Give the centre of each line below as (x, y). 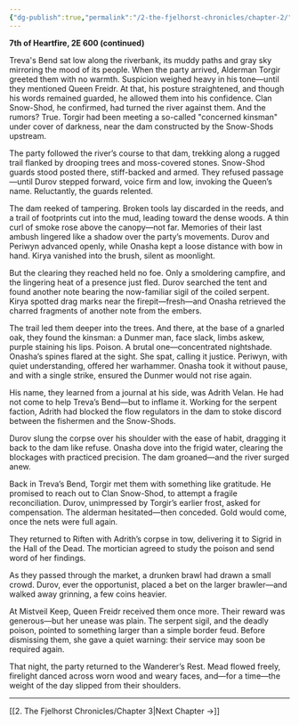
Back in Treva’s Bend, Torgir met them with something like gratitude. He (140, 484)
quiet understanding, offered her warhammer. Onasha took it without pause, (149, 365)
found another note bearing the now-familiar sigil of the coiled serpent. (139, 291)
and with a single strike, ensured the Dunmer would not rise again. (130, 375)
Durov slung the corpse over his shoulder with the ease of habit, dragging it (148, 438)
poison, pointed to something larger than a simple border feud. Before (137, 630)
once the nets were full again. (64, 521)
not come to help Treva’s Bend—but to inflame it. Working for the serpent (143, 402)
